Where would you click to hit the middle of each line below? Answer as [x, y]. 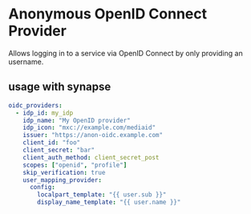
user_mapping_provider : [63, 180]
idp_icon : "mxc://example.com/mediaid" [89, 128]
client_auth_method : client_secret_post [91, 157]
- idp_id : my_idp [45, 113]
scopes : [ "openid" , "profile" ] [75, 165]
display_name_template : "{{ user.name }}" [109, 202]
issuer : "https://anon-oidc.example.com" [93, 135]
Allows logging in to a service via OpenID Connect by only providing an [125, 53]
